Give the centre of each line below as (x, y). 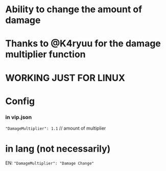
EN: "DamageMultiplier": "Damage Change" (50, 163)
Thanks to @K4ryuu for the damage (83, 44)
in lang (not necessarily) (58, 149)
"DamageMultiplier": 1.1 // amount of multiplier (56, 128)
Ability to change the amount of (74, 9)
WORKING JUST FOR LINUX (65, 78)
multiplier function (45, 54)
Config (20, 101)
